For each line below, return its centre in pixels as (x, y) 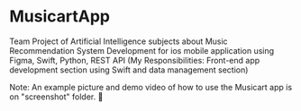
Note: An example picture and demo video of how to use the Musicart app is (151, 87)
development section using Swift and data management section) (129, 70)
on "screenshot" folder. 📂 (56, 97)
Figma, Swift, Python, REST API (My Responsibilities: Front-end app (135, 60)
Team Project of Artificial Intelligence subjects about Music (119, 41)
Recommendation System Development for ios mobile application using (142, 50)
